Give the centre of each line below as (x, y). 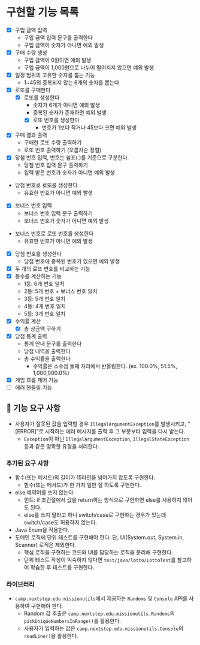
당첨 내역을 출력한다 (47, 351)
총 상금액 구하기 (42, 328)
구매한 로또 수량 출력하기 (53, 143)
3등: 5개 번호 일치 (45, 299)
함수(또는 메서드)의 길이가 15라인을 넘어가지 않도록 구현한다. (85, 478)
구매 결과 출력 (31, 135)
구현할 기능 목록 (43, 12)
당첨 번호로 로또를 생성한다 (46, 185)
